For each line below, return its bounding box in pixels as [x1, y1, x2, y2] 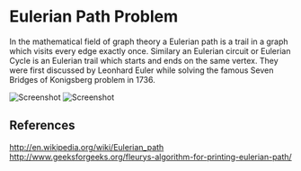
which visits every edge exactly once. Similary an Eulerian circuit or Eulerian [9, 45, 291, 56]
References [9, 118, 75, 133]
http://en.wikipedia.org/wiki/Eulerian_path [9, 141, 164, 152]
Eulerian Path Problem [9, 6, 179, 27]
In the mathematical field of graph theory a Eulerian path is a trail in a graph [9, 36, 289, 47]
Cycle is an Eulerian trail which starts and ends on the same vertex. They [9, 55, 279, 66]
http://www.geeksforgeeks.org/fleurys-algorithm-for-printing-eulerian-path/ [9, 151, 292, 162]
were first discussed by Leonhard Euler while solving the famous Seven [9, 65, 274, 76]
